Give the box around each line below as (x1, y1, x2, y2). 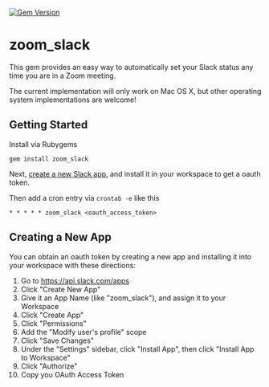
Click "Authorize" (20, 361, 78, 371)
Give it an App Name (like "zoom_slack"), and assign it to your (20, 293, 226, 303)
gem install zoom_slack (9, 155, 89, 163)
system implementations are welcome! (9, 95, 137, 104)
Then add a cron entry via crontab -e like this (9, 193, 160, 202)
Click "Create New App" (20, 284, 101, 294)
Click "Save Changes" (20, 336, 95, 345)
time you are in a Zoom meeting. (9, 71, 116, 80)
